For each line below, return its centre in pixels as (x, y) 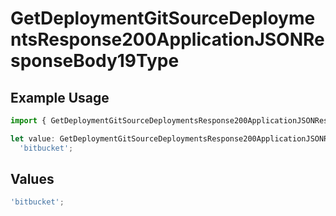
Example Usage (60, 97)
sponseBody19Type (95, 61)
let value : (33, 138)
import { (28, 121)
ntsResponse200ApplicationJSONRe (167, 39)
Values (32, 179)
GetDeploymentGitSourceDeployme (163, 18)
